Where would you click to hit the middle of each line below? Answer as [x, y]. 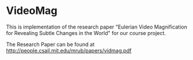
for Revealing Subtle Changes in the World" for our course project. [86, 33]
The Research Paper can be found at [50, 44]
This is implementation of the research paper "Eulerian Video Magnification [97, 27]
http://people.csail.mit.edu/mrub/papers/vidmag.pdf [69, 50]
